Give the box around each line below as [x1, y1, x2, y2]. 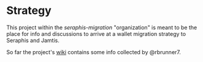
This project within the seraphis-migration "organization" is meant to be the [6, 24, 197, 31]
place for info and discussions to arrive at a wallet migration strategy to [6, 30, 186, 37]
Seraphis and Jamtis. [6, 36, 59, 44]
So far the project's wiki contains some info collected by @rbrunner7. [6, 48, 181, 55]
